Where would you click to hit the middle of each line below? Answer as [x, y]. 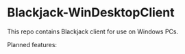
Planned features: [32, 44]
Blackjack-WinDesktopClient [91, 13]
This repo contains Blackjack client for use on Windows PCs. [93, 31]
